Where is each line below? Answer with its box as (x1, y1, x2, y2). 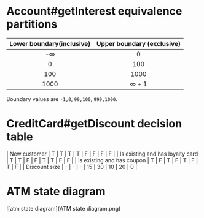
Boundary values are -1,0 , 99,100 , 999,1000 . (6, 95, 118, 102)
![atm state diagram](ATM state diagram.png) (6, 205, 121, 212)
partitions (6, 17, 58, 31)
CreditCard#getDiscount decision (6, 117, 182, 131)
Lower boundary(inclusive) (9, 39, 91, 48)
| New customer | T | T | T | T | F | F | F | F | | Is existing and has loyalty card (6, 150, 198, 157)
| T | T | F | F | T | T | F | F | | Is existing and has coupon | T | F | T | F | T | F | (6, 156, 198, 163)
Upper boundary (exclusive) (96, 39, 181, 48)
